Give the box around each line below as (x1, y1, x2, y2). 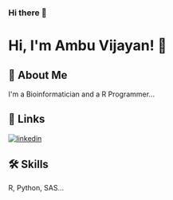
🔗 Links (8, 112, 45, 126)
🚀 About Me (8, 68, 68, 82)
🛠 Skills (8, 158, 49, 171)
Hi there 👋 (8, 7, 48, 18)
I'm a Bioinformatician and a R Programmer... (8, 89, 155, 99)
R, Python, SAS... (8, 182, 65, 192)
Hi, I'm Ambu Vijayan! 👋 (8, 37, 167, 55)
